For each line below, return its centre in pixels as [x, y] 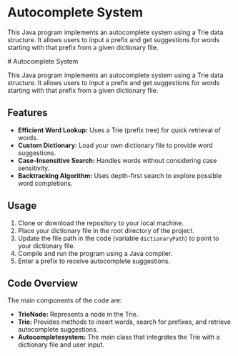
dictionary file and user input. [61, 345]
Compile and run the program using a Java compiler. [95, 253]
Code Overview [43, 283]
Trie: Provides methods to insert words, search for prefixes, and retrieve [124, 322]
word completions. [45, 183]
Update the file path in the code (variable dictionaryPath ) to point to [118, 238]
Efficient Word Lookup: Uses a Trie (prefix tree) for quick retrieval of [119, 130]
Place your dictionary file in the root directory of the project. [106, 230]
